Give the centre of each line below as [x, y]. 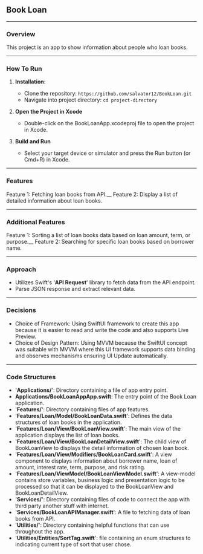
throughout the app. [40, 531]
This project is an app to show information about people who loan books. [97, 47]
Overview [21, 34]
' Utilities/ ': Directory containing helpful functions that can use [92, 525]
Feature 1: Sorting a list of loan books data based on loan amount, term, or [98, 235]
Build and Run [33, 142]
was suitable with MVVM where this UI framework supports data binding [105, 349]
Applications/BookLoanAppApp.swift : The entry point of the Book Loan [106, 396]
